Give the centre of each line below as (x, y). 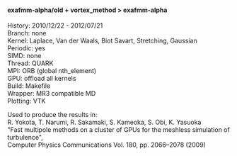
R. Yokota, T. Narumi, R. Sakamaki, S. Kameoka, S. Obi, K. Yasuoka (104, 122)
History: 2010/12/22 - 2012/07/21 (55, 26)
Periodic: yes (27, 48)
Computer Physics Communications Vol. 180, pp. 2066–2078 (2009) (107, 145)
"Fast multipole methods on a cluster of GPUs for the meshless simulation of (118, 130)
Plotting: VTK (27, 101)
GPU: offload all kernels (42, 79)
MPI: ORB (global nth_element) (52, 71)
